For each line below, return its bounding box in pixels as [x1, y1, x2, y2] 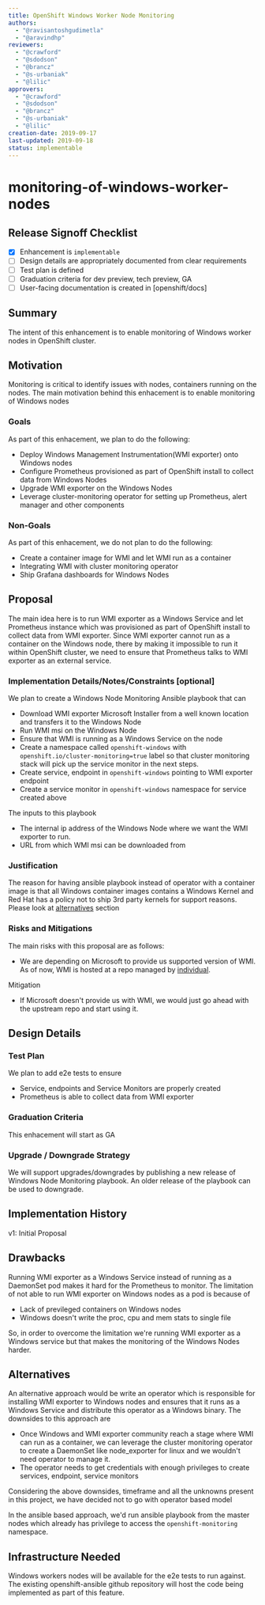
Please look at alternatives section [8, 903, 120, 913]
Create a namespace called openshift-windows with [19, 743, 187, 752]
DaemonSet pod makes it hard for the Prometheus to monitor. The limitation [8, 1281, 254, 1290]
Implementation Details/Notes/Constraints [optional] [8, 676, 215, 687]
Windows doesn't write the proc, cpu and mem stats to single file [19, 1312, 231, 1322]
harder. [8, 1345, 32, 1354]
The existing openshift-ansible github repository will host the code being [8, 1580, 244, 1589]
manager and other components [19, 500, 125, 509]
